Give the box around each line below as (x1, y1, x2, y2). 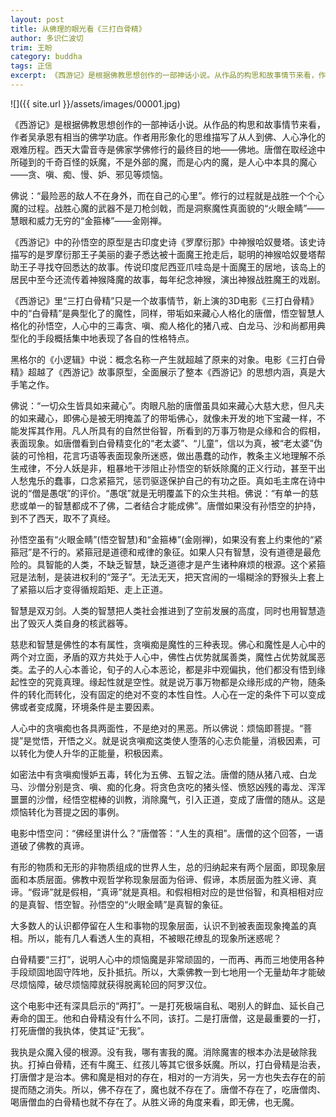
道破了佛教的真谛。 (10, 839, 90, 851)
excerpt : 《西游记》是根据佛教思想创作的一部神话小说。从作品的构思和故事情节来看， (10, 71, 319, 81)
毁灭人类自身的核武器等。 (27, 617, 133, 629)
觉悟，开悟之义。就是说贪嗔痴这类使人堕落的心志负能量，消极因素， (31, 734, 313, 746)
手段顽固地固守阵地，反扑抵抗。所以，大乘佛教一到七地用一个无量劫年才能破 (10, 966, 326, 978)
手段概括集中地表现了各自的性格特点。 (36, 332, 195, 344)
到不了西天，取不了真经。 (10, 512, 116, 524)
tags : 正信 (10, 61, 53, 71)
